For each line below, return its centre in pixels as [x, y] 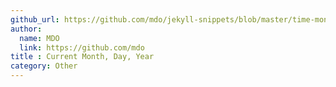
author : [26, 29]
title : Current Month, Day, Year [82, 57]
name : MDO [39, 38]
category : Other [44, 66]
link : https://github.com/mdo [82, 47]
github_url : [35, 19]
